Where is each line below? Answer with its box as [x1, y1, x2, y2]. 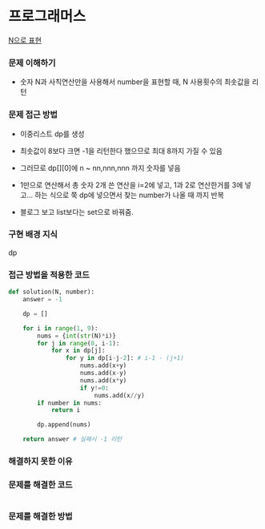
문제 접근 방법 [8, 109, 58, 120]
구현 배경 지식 [8, 229, 58, 240]
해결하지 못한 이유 [8, 455, 74, 466]
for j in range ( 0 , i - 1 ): [37, 339, 120, 347]
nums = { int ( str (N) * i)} [37, 332, 116, 340]
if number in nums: [37, 398, 102, 407]
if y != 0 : [79, 384, 110, 392]
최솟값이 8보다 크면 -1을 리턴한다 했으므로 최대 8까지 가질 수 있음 [19, 146, 223, 155]
